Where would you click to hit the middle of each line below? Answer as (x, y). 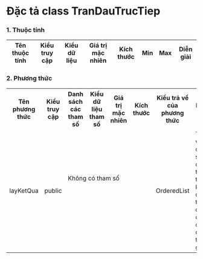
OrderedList (173, 190)
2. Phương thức (29, 78)
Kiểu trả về (173, 98)
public (53, 190)
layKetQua (24, 190)
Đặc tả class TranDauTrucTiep (83, 11)
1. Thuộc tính (26, 30)
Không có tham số (94, 178)
